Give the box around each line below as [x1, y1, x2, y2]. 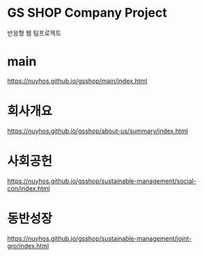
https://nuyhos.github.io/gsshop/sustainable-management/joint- [7, 234, 192, 242]
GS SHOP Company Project [7, 5, 167, 21]
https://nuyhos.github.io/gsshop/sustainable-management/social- [7, 176, 197, 185]
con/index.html [7, 184, 50, 192]
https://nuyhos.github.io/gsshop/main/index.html [7, 77, 148, 85]
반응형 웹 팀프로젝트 [7, 29, 61, 37]
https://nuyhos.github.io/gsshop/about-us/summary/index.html [7, 127, 188, 135]
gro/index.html [7, 242, 49, 250]
